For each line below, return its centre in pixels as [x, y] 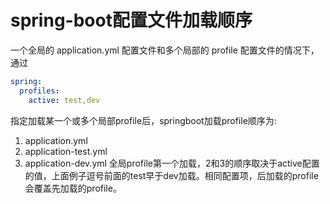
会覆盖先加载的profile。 [73, 188]
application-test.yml [66, 151]
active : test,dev [64, 100]
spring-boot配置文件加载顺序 [131, 20]
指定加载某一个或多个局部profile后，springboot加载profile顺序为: [143, 120]
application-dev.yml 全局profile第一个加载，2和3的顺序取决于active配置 [172, 163]
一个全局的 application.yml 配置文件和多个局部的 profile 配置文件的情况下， [165, 50]
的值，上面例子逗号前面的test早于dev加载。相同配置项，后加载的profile [171, 175]
